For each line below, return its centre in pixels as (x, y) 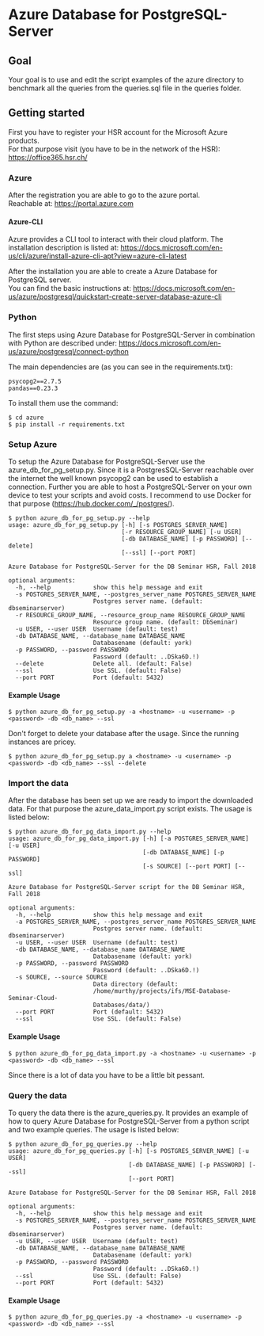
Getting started (47, 113)
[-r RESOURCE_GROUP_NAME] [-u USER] (182, 532)
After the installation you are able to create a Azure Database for (113, 272)
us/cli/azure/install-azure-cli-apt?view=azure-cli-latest (98, 256)
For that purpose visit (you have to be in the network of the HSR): (114, 149)
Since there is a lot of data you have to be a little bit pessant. (107, 1075)
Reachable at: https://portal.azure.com (71, 204)
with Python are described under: (62, 343)
